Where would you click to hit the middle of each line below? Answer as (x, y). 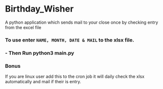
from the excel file (23, 27)
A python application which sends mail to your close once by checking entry (81, 22)
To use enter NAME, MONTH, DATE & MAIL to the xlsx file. (70, 40)
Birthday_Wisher (39, 9)
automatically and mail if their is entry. (43, 82)
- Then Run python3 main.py (40, 53)
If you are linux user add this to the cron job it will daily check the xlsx (75, 76)
